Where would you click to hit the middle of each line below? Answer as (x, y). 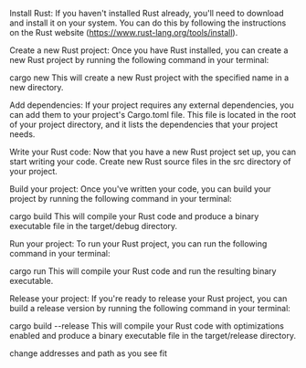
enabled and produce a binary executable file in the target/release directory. (153, 336)
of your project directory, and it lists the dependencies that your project (144, 124)
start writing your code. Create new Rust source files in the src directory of (150, 162)
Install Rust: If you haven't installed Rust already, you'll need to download (147, 13)
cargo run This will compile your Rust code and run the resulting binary (143, 271)
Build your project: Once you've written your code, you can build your (140, 189)
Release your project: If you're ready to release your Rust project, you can (148, 299)
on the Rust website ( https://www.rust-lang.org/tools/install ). (124, 32)
